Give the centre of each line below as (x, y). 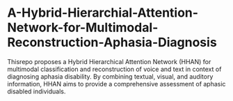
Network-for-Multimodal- (83, 28)
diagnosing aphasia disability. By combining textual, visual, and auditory (110, 76)
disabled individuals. (37, 91)
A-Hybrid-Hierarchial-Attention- (103, 13)
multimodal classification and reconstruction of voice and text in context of (114, 69)
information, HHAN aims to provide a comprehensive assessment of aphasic (116, 84)
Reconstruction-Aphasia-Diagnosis (112, 42)
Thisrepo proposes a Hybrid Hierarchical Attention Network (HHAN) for (109, 61)
